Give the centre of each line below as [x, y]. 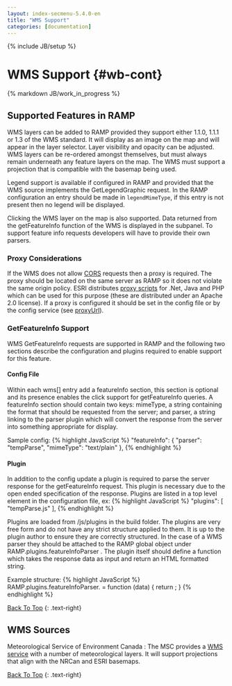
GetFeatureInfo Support [48, 329]
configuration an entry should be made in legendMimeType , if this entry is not [116, 197]
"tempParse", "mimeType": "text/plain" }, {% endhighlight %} [94, 447]
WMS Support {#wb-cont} [85, 74]
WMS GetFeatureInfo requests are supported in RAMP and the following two [116, 343]
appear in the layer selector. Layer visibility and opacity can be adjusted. [111, 147]
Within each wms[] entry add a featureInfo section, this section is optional [113, 389]
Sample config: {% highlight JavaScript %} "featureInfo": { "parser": [105, 440]
